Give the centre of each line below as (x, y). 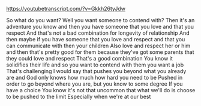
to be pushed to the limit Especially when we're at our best (79, 96)
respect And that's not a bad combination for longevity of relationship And (98, 33)
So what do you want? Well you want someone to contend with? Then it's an (100, 20)
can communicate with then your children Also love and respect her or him (98, 46)
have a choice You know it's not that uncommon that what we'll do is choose (101, 90)
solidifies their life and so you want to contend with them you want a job (95, 65)
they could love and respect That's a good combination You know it (89, 58)
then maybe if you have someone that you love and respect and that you (96, 39)
